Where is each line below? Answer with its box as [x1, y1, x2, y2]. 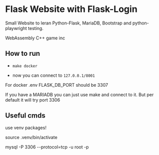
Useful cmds [5, 111, 46, 120]
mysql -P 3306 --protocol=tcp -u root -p [5, 144, 89, 150]
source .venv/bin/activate [5, 134, 57, 140]
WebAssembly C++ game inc [5, 35, 65, 41]
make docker [12, 63, 37, 68]
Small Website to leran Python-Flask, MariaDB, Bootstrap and [5, 20, 131, 26]
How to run [5, 49, 40, 58]
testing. [28, 25, 43, 31]
